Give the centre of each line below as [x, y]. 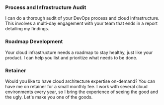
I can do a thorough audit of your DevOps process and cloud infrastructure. [82, 18]
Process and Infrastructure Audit [46, 7]
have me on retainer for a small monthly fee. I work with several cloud [77, 86]
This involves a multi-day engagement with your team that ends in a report [82, 23]
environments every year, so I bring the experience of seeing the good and [82, 92]
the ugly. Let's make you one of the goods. [49, 97]
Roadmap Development [34, 42]
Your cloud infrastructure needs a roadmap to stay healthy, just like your [79, 52]
